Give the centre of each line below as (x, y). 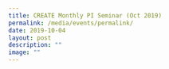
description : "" (35, 45)
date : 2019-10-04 (37, 30)
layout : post (30, 38)
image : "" (25, 52)
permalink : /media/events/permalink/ (71, 23)
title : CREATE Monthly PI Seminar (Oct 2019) (85, 15)
